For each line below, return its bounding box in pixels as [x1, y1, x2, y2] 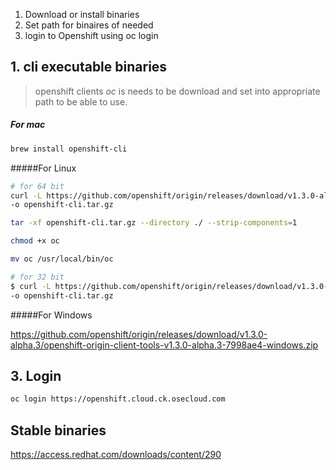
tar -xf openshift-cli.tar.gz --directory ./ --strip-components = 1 [10, 218, 298, 228]
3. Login [10, 367, 62, 384]
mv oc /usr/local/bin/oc [10, 254, 114, 264]
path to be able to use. [34, 95, 128, 108]
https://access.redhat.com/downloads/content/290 [10, 449, 222, 461]
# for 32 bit [10, 272, 65, 282]
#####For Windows [10, 309, 93, 321]
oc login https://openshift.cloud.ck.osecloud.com [10, 394, 226, 404]
